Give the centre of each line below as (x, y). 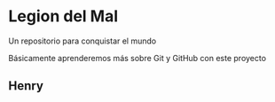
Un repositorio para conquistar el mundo (82, 41)
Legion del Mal (63, 16)
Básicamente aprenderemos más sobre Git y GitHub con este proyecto (137, 58)
